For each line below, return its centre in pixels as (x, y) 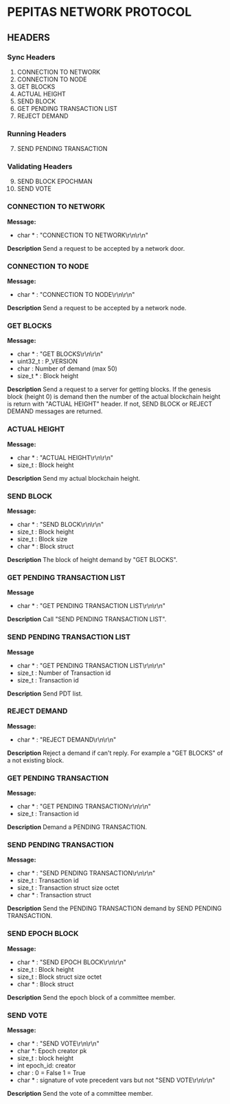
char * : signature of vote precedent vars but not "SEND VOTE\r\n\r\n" (116, 1080)
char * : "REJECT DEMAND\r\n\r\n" (67, 739)
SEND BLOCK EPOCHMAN (55, 181)
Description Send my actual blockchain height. (74, 478)
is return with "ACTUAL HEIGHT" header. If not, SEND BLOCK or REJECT (110, 404)
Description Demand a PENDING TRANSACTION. (77, 827)
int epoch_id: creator (46, 1065)
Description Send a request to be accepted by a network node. (97, 308)
